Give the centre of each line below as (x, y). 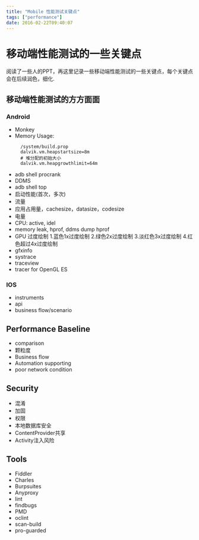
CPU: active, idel (35, 223)
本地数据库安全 (33, 425)
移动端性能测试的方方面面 (53, 99)
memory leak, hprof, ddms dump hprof (62, 229)
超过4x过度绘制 (39, 244)
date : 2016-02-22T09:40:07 (40, 23)
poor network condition (43, 370)
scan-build (28, 524)
